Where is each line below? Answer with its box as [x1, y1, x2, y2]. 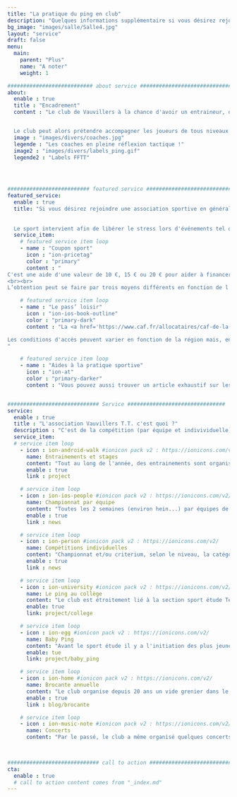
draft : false [7, 37, 46, 44]
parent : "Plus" [20, 57, 65, 64]
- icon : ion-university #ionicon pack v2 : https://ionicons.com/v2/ [20, 583, 232, 591]
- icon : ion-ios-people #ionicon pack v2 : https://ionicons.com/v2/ [20, 492, 232, 499]
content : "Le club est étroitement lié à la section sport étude [25, 597, 222, 604]
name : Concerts [25, 727, 71, 734]
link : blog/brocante [25, 701, 90, 708]
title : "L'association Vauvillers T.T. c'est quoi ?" [13, 420, 178, 428]
